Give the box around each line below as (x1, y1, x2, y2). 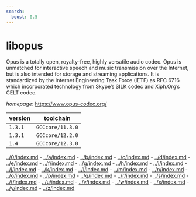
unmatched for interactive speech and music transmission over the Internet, (6, 65, 189, 72)
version (9, 114, 31, 122)
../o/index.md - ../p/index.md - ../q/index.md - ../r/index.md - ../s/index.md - (6, 173, 189, 180)
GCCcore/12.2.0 (36, 132, 78, 139)
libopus (6, 39, 43, 52)
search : (6, 8, 25, 15)
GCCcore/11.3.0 (36, 124, 78, 131)
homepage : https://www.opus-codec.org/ (6, 100, 107, 108)
